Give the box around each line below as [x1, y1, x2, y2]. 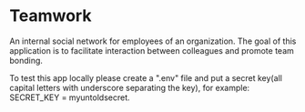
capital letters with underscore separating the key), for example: [9, 82, 250, 93]
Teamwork [9, 5, 92, 26]
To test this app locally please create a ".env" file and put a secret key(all [9, 72, 282, 83]
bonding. [9, 55, 44, 66]
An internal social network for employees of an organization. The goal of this [9, 36, 297, 46]
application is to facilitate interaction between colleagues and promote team [9, 45, 294, 56]
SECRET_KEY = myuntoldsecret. [9, 92, 130, 103]
